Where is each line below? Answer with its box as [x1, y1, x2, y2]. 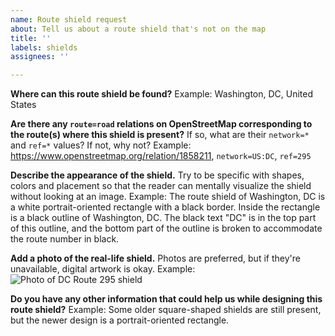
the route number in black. [10, 233, 120, 245]
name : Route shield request [10, 14, 128, 25]
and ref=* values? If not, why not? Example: [10, 139, 192, 151]
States [10, 99, 37, 111]
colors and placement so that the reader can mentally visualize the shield [10, 180, 312, 192]
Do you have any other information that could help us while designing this [10, 293, 323, 305]
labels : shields [10, 42, 78, 53]
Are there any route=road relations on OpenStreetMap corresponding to [10, 118, 313, 130]
